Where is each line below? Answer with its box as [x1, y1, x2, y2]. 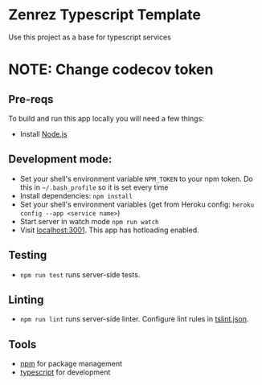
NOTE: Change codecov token [8, 60, 214, 79]
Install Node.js [19, 129, 68, 138]
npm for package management [19, 359, 123, 369]
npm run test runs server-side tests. [19, 269, 141, 279]
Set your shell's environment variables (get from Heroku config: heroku [19, 199, 255, 209]
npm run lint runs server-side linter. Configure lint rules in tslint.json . [19, 314, 249, 324]
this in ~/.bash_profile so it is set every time [19, 182, 169, 192]
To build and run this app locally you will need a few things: [8, 113, 205, 123]
